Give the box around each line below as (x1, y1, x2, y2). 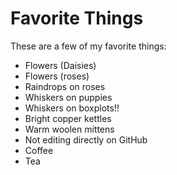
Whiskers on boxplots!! (24, 102, 120, 114)
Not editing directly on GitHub (24, 133, 148, 146)
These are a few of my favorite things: (10, 40, 167, 52)
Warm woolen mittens (24, 123, 115, 135)
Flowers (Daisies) (24, 59, 97, 71)
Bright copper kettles (24, 112, 112, 124)
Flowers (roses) (24, 70, 90, 82)
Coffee (24, 144, 54, 156)
